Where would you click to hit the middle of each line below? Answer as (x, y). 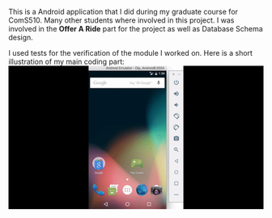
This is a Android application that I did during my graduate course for (123, 12)
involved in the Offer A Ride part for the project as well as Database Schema (136, 29)
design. (21, 37)
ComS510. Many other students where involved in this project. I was (121, 20)
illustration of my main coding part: (67, 61)
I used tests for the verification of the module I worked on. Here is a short (131, 53)
